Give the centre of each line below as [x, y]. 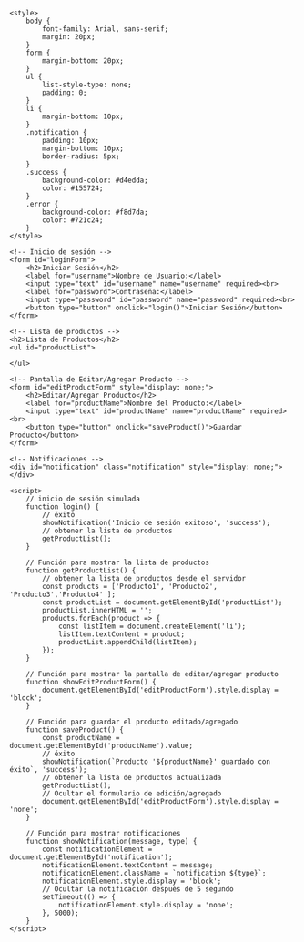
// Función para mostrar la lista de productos [117, 562]
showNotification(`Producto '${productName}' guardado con [157, 762]
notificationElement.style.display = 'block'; [132, 881]
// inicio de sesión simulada [83, 499]
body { [38, 21]
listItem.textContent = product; [121, 634]
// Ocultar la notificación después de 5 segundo [138, 889]
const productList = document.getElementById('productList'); [162, 603]
